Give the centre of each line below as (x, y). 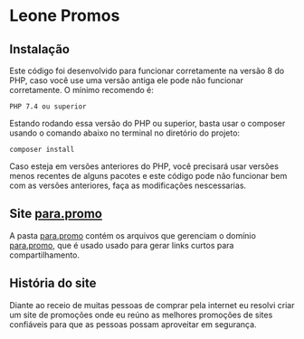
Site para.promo (56, 214)
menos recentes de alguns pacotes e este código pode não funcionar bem (148, 176)
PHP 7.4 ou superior (48, 107)
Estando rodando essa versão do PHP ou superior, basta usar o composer (147, 123)
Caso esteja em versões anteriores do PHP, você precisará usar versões (144, 166)
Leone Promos (65, 16)
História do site (53, 283)
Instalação (40, 49)
